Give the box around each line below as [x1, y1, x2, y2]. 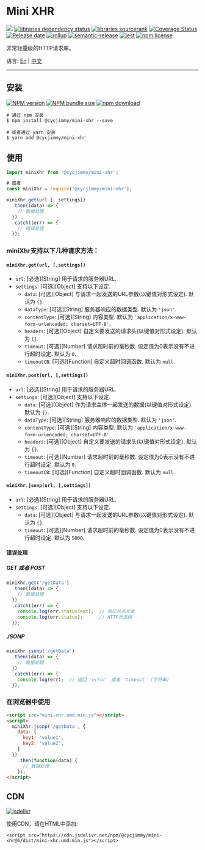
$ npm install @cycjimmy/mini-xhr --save [6, 117, 113, 123]
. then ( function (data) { [17, 757, 78, 763]
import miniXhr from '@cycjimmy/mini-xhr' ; [6, 169, 119, 175]
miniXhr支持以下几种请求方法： [6, 247, 99, 255]
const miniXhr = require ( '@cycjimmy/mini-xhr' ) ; [6, 186, 132, 192]
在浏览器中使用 [6, 697, 51, 706]
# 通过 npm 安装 [6, 112, 44, 118]
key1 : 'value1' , [22, 735, 64, 741]
